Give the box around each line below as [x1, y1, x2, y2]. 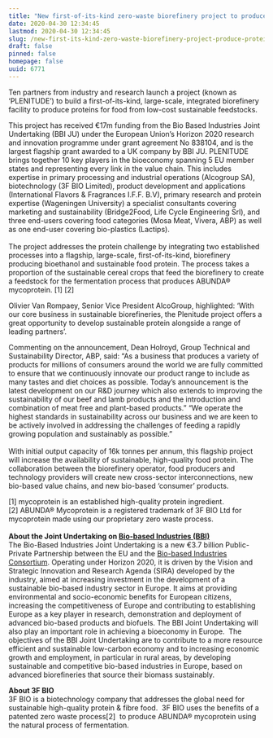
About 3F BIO [8, 685, 54, 695]
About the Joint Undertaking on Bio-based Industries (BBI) [8, 531, 210, 541]
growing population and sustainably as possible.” [8, 428, 173, 438]
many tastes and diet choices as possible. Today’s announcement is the [8, 376, 249, 387]
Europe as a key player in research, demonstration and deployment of [8, 608, 242, 619]
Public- [225, 539, 250, 550]
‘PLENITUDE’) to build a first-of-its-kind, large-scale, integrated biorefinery [8, 95, 260, 106]
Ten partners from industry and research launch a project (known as [8, 87, 237, 97]
